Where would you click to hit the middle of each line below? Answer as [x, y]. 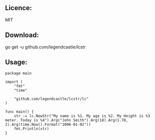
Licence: [19, 8]
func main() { [20, 112]
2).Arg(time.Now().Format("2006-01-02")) [48, 125]
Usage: [16, 62]
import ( [14, 82]
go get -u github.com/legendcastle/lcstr [45, 47]
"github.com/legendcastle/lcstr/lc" [52, 99]
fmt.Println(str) [32, 129]
